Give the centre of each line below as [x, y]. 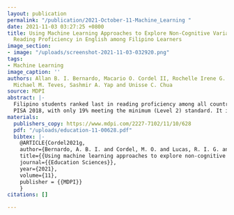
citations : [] [28, 195]
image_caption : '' [34, 72]
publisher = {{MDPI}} [51, 182]
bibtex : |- [29, 136]
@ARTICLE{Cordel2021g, [53, 143]
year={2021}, [39, 169]
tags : [15, 59]
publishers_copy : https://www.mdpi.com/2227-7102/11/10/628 [102, 124]
